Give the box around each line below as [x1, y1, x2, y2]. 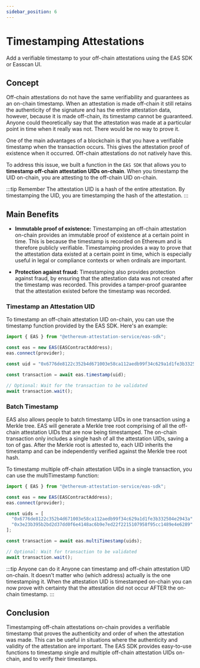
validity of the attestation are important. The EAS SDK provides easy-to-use [6, 643, 192, 650]
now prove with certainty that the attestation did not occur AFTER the [6, 584, 176, 592]
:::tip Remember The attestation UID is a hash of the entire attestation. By [6, 186, 186, 193]
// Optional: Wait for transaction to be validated [6, 549, 137, 554]
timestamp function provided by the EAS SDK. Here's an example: [6, 322, 168, 329]
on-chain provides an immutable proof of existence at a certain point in [14, 231, 189, 239]
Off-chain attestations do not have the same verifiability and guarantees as [6, 94, 190, 101]
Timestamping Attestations [6, 34, 145, 48]
